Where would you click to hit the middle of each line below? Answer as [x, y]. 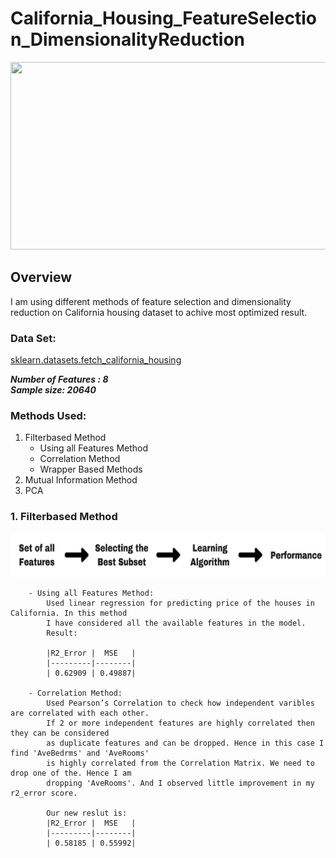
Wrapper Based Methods [91, 469]
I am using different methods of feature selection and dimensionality [151, 301]
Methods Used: [48, 415]
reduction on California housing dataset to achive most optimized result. [159, 312]
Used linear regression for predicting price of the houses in [180, 603]
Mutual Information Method [81, 480]
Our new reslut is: [87, 813]
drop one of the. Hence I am [71, 773]
